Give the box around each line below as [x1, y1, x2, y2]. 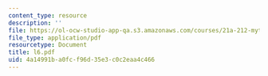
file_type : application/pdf [8, 33, 102, 42]
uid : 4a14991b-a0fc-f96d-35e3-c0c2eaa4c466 [8, 56, 156, 64]
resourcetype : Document [8, 41, 88, 49]
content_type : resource [8, 11, 88, 20]
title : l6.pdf [8, 48, 56, 56]
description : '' [8, 19, 62, 27]
